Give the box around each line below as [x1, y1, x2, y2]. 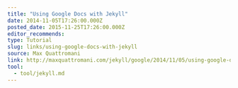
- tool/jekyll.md [13, 70, 65, 77]
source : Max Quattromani [7, 50, 81, 57]
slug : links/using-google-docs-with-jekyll [7, 43, 138, 50]
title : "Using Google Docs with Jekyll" [7, 10, 129, 18]
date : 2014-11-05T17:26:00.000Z [7, 17, 103, 24]
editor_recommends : [7, 30, 65, 38]
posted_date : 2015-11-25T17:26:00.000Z [7, 23, 125, 31]
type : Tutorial [7, 37, 52, 44]
